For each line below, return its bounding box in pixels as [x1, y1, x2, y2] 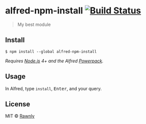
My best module [17, 21, 51, 27]
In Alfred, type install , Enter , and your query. [5, 85, 102, 92]
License [5, 100, 30, 108]
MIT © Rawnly [5, 113, 35, 119]
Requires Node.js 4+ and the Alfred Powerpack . [5, 58, 104, 64]
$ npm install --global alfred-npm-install [5, 49, 97, 54]
